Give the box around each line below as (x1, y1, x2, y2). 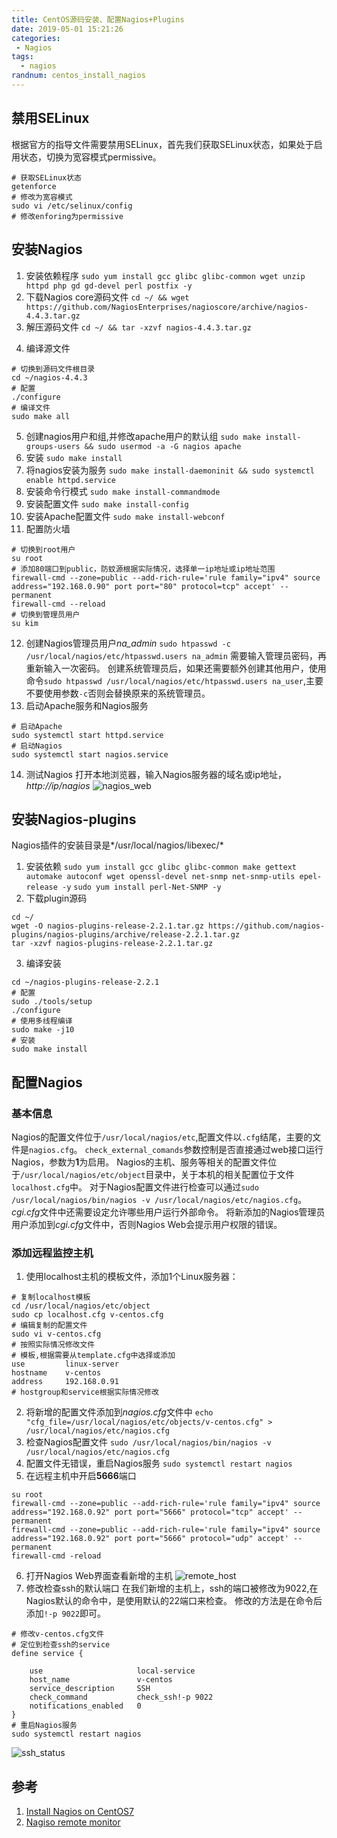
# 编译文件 (11, 402, 51, 413)
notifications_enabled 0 (29, 1701, 142, 1711)
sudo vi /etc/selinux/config (11, 201, 133, 211)
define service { (11, 1649, 84, 1659)
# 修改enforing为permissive (11, 211, 124, 221)
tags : (11, 52, 34, 62)
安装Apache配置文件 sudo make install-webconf (25, 510, 226, 522)
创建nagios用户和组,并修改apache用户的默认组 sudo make (25, 430, 261, 442)
